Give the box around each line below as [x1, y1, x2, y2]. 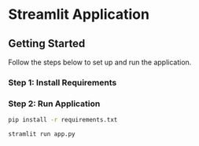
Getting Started [8, 37, 86, 50]
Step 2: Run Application [8, 98, 101, 109]
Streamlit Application [8, 5, 149, 24]
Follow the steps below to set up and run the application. [8, 57, 192, 67]
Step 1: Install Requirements [8, 77, 117, 88]
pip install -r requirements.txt [8, 116, 118, 124]
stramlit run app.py [8, 130, 76, 138]
